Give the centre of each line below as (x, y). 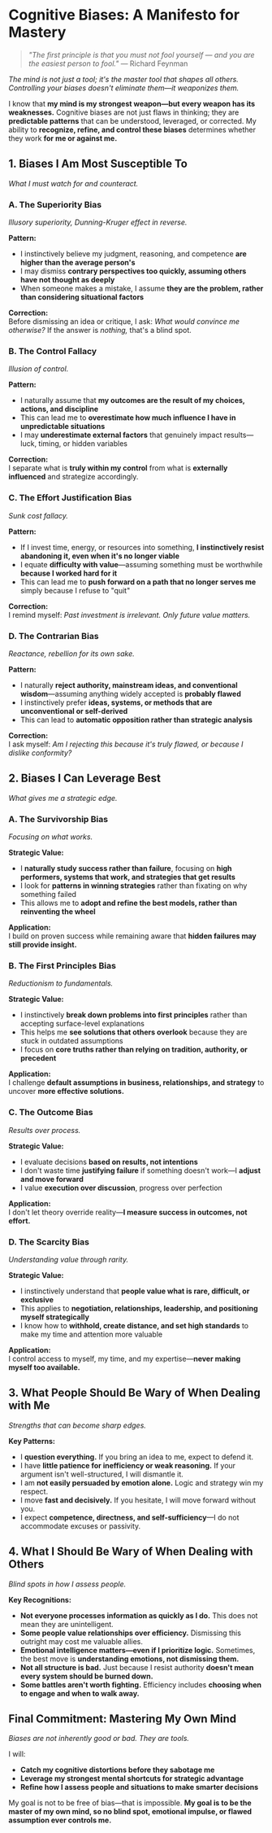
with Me (29, 1406)
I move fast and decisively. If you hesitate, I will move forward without (138, 1500)
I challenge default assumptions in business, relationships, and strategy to (136, 1083)
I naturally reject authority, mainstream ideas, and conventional (129, 685)
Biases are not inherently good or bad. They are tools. (99, 1739)
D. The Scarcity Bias (49, 1241)
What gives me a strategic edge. (63, 798)
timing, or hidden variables (83, 444)
